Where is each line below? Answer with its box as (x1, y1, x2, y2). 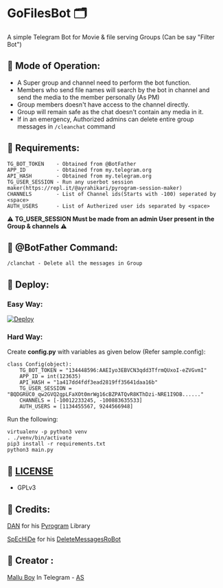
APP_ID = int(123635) (19, 373, 81, 380)
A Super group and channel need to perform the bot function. (16, 78, 191, 87)
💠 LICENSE (7, 465, 54, 477)
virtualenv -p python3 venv (7, 428, 88, 435)
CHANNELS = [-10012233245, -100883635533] (19, 397, 143, 404)
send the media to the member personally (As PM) (16, 93, 160, 101)
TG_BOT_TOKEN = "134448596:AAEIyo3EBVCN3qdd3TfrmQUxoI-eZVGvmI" (19, 367, 207, 374)
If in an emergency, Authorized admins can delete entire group (16, 115, 194, 123)
